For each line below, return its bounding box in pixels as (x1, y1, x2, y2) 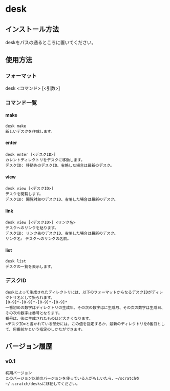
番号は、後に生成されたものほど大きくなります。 (5, 316, 93, 321)
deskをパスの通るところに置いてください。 (5, 39, 96, 45)
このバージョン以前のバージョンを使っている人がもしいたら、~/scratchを (5, 376, 140, 381)
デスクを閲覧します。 (5, 192, 44, 197)
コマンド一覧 (5, 99, 37, 106)
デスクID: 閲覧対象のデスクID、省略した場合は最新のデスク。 (5, 197, 118, 202)
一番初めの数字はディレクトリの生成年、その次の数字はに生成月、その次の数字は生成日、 (5, 305, 165, 310)
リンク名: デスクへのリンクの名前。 (5, 236, 71, 241)
